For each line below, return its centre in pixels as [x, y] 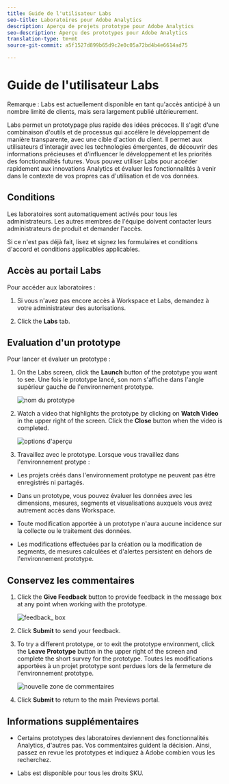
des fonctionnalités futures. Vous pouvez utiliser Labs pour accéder [103, 161]
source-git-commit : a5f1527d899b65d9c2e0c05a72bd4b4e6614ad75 [97, 45]
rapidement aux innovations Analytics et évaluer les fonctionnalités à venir [112, 168]
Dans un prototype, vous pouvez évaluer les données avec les [105, 496]
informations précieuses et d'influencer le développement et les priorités [109, 154]
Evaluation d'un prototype [64, 343]
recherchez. [34, 760]
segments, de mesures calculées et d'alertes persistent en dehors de [114, 551]
